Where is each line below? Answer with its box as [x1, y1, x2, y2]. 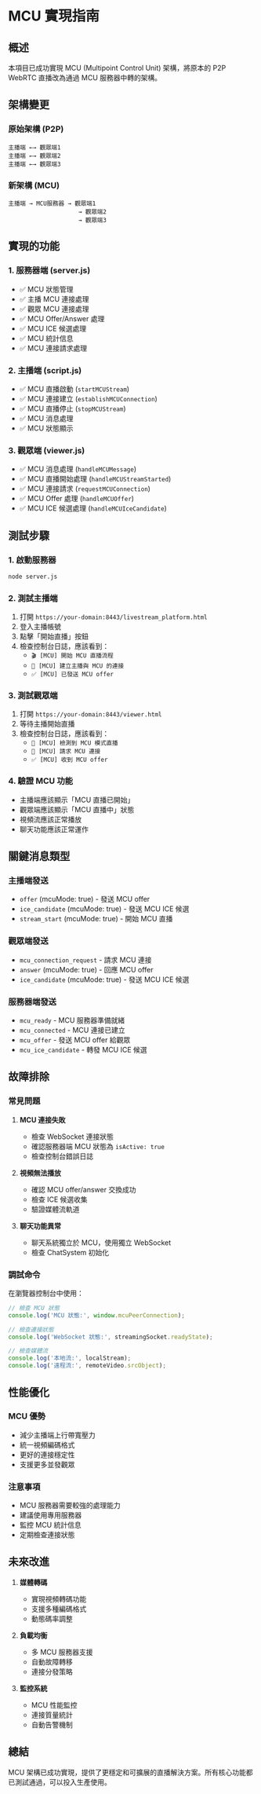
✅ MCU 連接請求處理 [19, 343, 88, 353]
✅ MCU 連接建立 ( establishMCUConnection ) [19, 394, 158, 403]
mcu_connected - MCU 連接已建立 [19, 1026, 125, 1034]
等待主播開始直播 [19, 719, 75, 729]
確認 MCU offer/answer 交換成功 [31, 1184, 136, 1194]
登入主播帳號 [19, 622, 61, 632]
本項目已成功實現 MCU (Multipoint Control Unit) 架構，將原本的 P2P [8, 64, 227, 72]
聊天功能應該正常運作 [19, 824, 89, 833]
